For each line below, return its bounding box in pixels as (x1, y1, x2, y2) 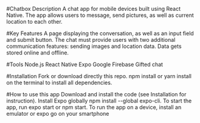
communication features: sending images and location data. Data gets (6, 42, 182, 50)
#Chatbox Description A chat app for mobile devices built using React (6, 5, 181, 12)
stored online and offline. (6, 49, 69, 56)
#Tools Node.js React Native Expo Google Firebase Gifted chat (6, 61, 163, 68)
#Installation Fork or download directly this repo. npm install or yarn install (6, 73, 191, 79)
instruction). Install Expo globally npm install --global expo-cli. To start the (6, 97, 192, 104)
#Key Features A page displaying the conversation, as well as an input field (6, 30, 195, 37)
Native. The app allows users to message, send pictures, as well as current (6, 12, 195, 19)
